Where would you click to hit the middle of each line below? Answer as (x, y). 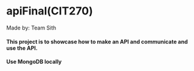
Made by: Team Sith (31, 28)
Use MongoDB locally (34, 62)
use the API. (22, 48)
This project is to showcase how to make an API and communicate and (97, 42)
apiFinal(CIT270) (50, 11)
